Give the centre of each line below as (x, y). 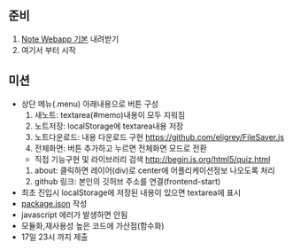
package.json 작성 (54, 203)
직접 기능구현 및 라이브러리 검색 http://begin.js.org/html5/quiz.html (152, 159)
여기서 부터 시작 (48, 50)
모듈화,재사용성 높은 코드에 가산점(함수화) (93, 225)
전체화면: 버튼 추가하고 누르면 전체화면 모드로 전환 (120, 148)
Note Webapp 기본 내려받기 (70, 39)
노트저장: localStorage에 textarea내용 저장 (109, 126)
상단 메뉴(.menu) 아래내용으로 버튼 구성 (90, 104)
